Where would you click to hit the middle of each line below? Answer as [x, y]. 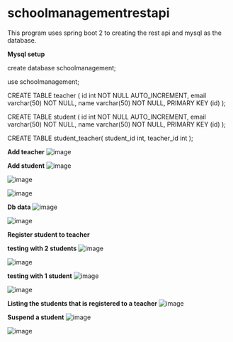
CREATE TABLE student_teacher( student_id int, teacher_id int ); [100, 138]
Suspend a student [36, 317]
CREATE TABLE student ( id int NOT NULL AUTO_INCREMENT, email [107, 117]
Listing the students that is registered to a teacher [83, 303]
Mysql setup [26, 54]
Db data [19, 207]
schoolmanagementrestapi [89, 13]
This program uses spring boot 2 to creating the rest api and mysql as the [114, 33]
